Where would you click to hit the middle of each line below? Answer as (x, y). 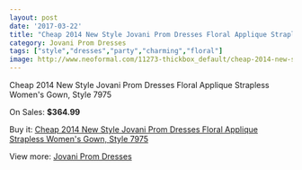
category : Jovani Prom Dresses (68, 43)
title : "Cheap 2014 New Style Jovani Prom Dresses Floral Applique (138, 34)
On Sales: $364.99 (45, 112)
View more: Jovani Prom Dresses (71, 157)
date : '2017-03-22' (46, 26)
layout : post (34, 18)
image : (22, 59)
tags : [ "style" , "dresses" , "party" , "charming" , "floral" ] (116, 51)
